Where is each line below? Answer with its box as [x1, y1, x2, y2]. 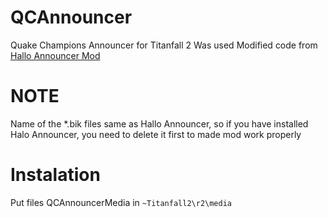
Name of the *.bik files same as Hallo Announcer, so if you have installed [10, 117, 309, 130]
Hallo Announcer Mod [10, 49, 101, 61]
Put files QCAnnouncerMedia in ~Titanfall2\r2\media [10, 196, 233, 208]
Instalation [10, 164, 101, 186]
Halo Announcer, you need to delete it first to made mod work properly [10, 128, 302, 140]
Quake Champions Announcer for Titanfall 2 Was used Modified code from [10, 39, 318, 51]
